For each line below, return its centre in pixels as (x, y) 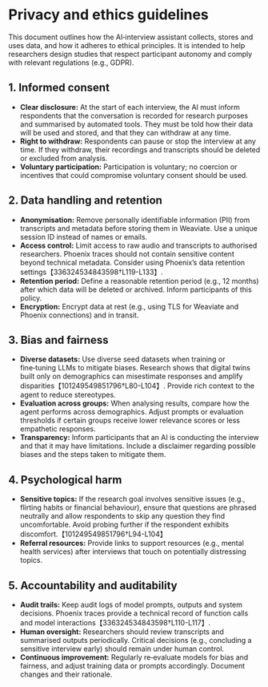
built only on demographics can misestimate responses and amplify (131, 376)
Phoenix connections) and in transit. (79, 315)
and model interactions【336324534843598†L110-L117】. (115, 622)
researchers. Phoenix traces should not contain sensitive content (127, 253)
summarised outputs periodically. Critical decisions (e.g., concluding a (136, 640)
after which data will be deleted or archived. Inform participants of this (136, 289)
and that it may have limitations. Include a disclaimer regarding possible (138, 446)
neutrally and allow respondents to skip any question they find (122, 516)
